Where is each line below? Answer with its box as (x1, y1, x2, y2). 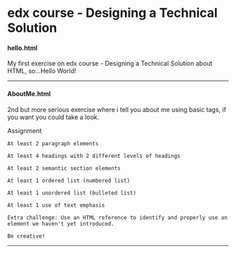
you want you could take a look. (7, 113, 100, 121)
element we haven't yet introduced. (7, 220, 114, 227)
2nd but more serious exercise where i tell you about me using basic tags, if (7, 105, 227, 113)
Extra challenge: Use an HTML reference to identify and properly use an (7, 214, 228, 221)
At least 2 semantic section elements (7, 164, 121, 172)
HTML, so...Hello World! (7, 67, 77, 75)
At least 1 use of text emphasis (7, 202, 105, 209)
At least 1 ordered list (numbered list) (7, 177, 131, 184)
